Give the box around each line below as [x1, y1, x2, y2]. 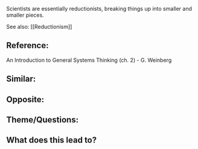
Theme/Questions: [6, 114, 79, 125]
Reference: [6, 40, 49, 50]
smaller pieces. [6, 11, 44, 19]
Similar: [6, 74, 36, 84]
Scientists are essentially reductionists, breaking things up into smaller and [6, 5, 192, 12]
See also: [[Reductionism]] [6, 23, 72, 30]
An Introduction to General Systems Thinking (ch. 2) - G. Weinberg [6, 56, 172, 64]
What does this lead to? [6, 135, 97, 145]
